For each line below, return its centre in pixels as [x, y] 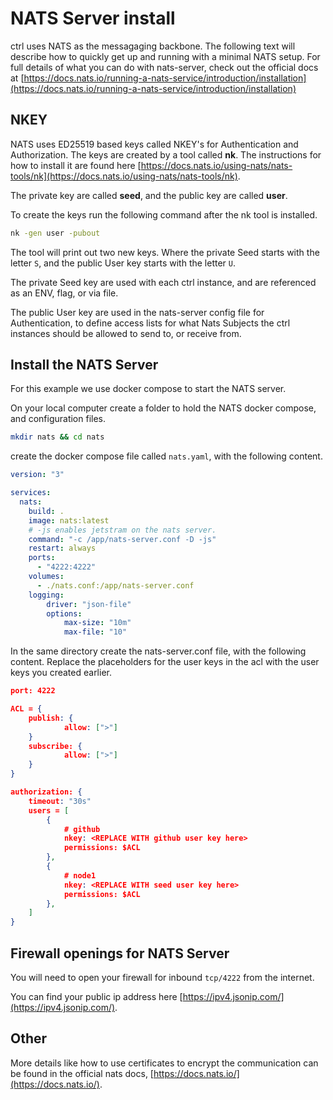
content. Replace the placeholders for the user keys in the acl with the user [165, 662]
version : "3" [37, 475]
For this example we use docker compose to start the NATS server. [148, 389]
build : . [46, 511]
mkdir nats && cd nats [57, 437]
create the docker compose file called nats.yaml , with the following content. [166, 456]
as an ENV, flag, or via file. [64, 293]
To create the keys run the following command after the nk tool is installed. [164, 214]
